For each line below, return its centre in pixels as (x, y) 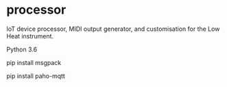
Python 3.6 (22, 49)
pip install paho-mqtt (36, 76)
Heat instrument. (30, 36)
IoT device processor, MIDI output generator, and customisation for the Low (113, 29)
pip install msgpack (34, 62)
